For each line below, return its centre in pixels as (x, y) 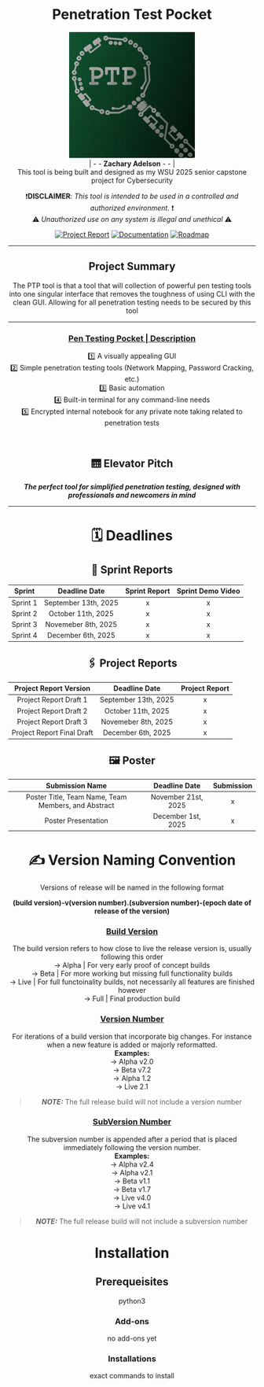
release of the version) (132, 911)
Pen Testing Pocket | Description (132, 338)
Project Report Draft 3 (52, 721)
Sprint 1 (24, 603)
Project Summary (132, 266)
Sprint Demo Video (209, 591)
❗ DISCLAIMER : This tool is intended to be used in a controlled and (132, 196)
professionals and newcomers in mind (132, 495)
